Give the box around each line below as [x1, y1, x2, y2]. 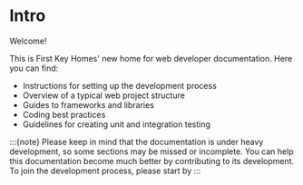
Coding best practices [22, 109, 106, 120]
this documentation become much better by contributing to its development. [9, 155, 295, 166]
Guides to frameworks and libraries [22, 99, 154, 110]
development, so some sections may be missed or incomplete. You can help [9, 146, 294, 157]
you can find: [9, 63, 59, 73]
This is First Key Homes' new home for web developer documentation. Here [9, 53, 293, 63]
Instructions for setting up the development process [22, 80, 218, 91]
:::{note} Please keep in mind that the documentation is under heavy [9, 136, 264, 147]
